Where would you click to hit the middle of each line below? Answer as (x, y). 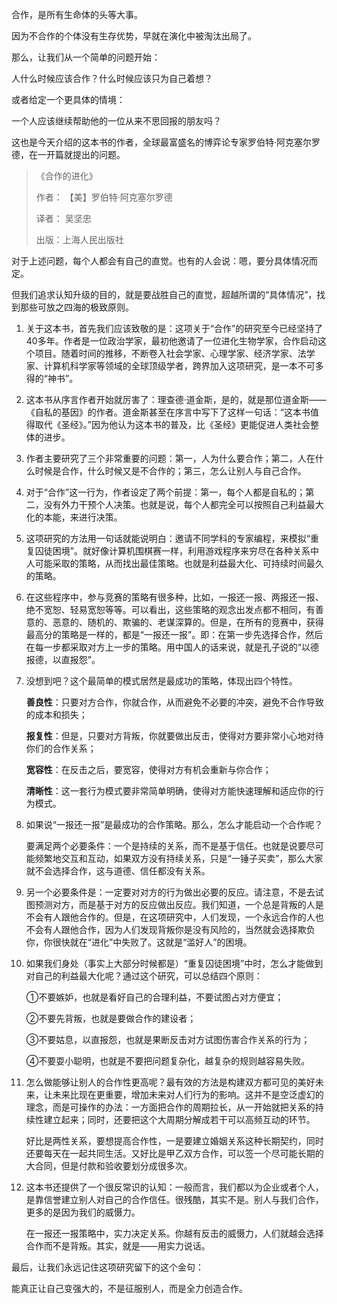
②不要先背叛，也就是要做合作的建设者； (111, 1018)
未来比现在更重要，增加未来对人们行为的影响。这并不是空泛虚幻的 (188, 1094)
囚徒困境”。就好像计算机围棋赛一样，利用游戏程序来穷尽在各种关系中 (176, 551)
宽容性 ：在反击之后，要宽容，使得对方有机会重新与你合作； (148, 769)
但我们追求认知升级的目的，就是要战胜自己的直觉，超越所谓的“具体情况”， (164, 294)
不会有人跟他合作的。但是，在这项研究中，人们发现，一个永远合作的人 (170, 917)
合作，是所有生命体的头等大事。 (77, 14)
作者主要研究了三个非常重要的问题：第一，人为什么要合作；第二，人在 (170, 458)
